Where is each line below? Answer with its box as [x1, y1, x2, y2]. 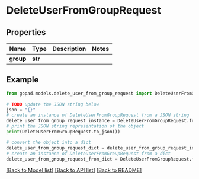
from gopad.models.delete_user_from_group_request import [6, 90, 152, 97]
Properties [6, 27, 46, 37]
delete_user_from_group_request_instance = [6, 118, 115, 124]
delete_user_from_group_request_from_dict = [6, 156, 118, 162]
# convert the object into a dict [6, 139, 92, 145]
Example [6, 75, 39, 85]
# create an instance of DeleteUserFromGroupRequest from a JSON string [6, 112, 190, 119]
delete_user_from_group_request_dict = [6, 145, 105, 151]
